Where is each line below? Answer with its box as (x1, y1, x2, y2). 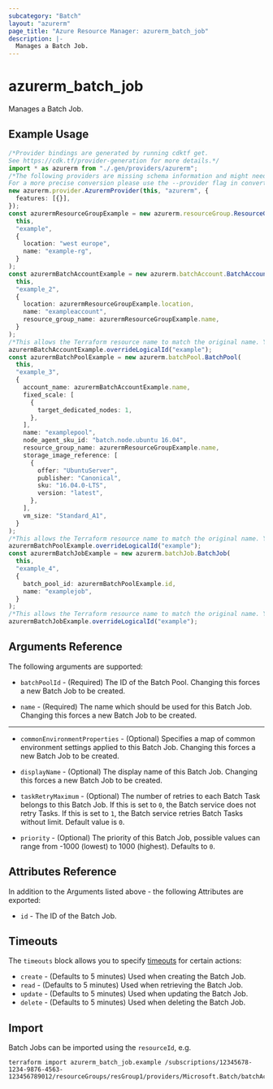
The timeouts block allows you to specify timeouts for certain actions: (8, 956, 242, 965)
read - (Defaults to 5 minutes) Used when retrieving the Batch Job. (19, 980, 244, 990)
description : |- (8, 34, 63, 43)
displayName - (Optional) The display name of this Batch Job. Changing (19, 766, 258, 776)
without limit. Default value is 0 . (19, 817, 125, 827)
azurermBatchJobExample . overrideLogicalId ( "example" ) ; (8, 618, 198, 626)
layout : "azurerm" (8, 20, 71, 28)
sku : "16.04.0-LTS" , (37, 481, 107, 490)
